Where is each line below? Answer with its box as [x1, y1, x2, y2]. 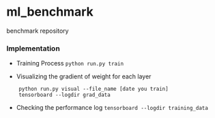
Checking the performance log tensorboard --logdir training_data [16, 104, 209, 112]
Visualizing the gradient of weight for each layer [16, 72, 152, 80]
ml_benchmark [6, 4, 94, 20]
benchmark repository [6, 27, 69, 35]
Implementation [6, 44, 61, 53]
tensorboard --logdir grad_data [18, 91, 111, 99]
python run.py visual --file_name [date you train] [18, 86, 169, 93]
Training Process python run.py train [16, 59, 124, 68]
